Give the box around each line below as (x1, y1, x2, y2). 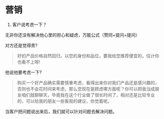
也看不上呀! (17, 59, 40, 65)
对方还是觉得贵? (5, 42, 38, 48)
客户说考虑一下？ (12, 22, 47, 27)
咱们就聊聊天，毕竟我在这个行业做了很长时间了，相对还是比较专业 (21, 92, 155, 98)
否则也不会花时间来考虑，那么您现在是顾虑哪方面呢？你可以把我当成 (17, 86, 155, 92)
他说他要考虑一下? (5, 69, 42, 75)
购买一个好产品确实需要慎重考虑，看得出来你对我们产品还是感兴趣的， (17, 79, 160, 86)
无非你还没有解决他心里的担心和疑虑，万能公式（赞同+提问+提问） (5, 32, 140, 38)
